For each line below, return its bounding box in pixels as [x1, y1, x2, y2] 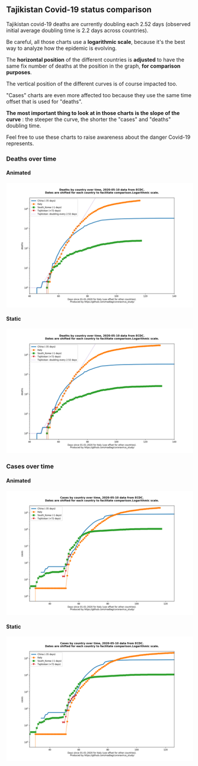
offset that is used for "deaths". [6, 98, 83, 105]
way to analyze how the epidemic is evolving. [6, 44, 117, 52]
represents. [6, 139, 34, 147]
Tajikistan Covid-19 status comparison [6, 5, 152, 15]
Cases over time [6, 462, 55, 471]
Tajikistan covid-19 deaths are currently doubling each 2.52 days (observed [6, 20, 191, 27]
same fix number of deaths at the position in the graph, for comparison [6, 62, 181, 69]
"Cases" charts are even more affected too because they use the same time [6, 91, 191, 98]
